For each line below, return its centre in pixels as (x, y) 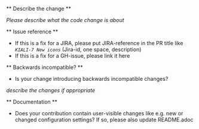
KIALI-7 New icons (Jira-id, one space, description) (78, 49)
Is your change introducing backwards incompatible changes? (91, 79)
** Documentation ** (32, 102)
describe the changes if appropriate (51, 90)
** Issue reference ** (32, 32)
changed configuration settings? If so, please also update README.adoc (104, 119)
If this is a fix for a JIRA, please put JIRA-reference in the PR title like (99, 43)
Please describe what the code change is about (65, 20)
